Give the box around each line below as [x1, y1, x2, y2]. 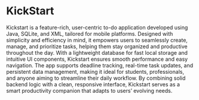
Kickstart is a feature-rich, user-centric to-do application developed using [6, 24, 188, 31]
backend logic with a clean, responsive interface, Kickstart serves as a [6, 80, 180, 87]
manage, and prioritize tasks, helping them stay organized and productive [6, 43, 188, 50]
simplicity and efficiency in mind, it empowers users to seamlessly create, [6, 36, 188, 43]
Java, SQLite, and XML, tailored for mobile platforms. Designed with [6, 30, 173, 37]
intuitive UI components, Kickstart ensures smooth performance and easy [6, 55, 188, 62]
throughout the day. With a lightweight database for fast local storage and [6, 49, 188, 56]
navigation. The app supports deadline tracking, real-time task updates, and [6, 61, 193, 69]
